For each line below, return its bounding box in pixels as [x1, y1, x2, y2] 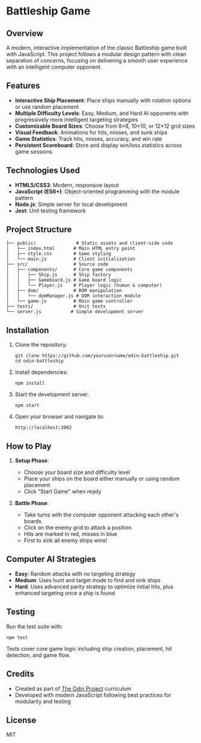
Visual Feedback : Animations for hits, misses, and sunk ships [14, 128, 168, 136]
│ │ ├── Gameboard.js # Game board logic [6, 277, 122, 284]
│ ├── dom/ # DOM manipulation [6, 288, 122, 294]
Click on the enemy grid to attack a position [23, 524, 132, 531]
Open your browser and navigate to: [14, 413, 104, 420]
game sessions [14, 148, 53, 155]
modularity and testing [14, 697, 71, 705]
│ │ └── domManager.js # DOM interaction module [6, 293, 141, 299]
